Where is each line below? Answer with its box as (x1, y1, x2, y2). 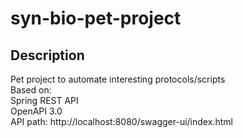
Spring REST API (10, 95, 79, 106)
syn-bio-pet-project (10, 7, 182, 30)
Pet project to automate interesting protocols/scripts (10, 73, 226, 85)
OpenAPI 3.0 (10, 105, 63, 117)
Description (10, 47, 85, 64)
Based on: (10, 84, 52, 96)
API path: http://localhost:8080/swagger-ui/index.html (10, 116, 233, 127)
